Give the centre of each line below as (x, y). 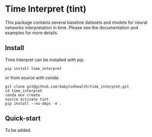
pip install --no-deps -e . (34, 103)
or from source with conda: (32, 77)
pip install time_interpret (34, 68)
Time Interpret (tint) (46, 9)
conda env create (23, 95)
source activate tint (27, 99)
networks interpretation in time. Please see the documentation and (72, 27)
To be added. (18, 130)
